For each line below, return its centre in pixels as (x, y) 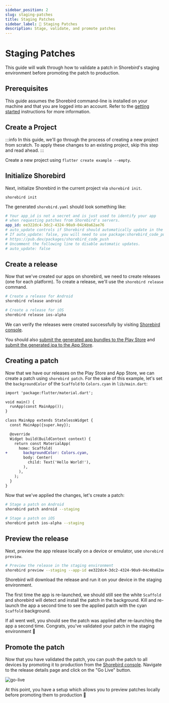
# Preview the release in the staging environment (59, 565)
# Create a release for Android (39, 296)
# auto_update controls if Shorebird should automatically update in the (84, 230)
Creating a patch (32, 361)
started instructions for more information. (48, 111)
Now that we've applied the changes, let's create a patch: (65, 495)
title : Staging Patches (30, 19)
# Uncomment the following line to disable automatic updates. (73, 244)
